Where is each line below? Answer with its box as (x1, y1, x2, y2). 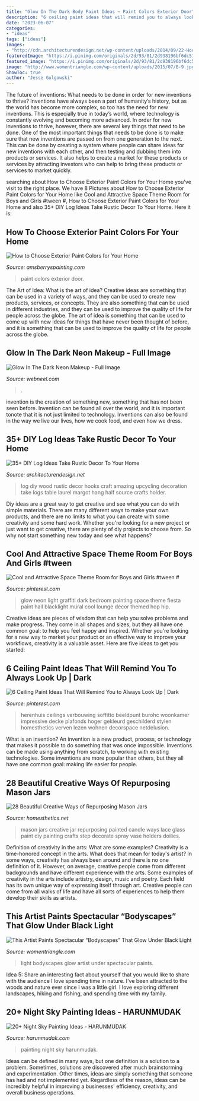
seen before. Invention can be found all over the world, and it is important (6, 404, 185, 411)
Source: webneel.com (6, 375, 60, 382)
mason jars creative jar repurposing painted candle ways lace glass (20, 826, 185, 833)
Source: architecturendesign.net (6, 471, 85, 478)
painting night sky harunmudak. (20, 1046, 98, 1053)
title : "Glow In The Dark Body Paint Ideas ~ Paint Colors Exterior (6, 8, 179, 15)
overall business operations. (6, 1089, 75, 1096)
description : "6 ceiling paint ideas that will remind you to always (6, 14, 182, 20)
